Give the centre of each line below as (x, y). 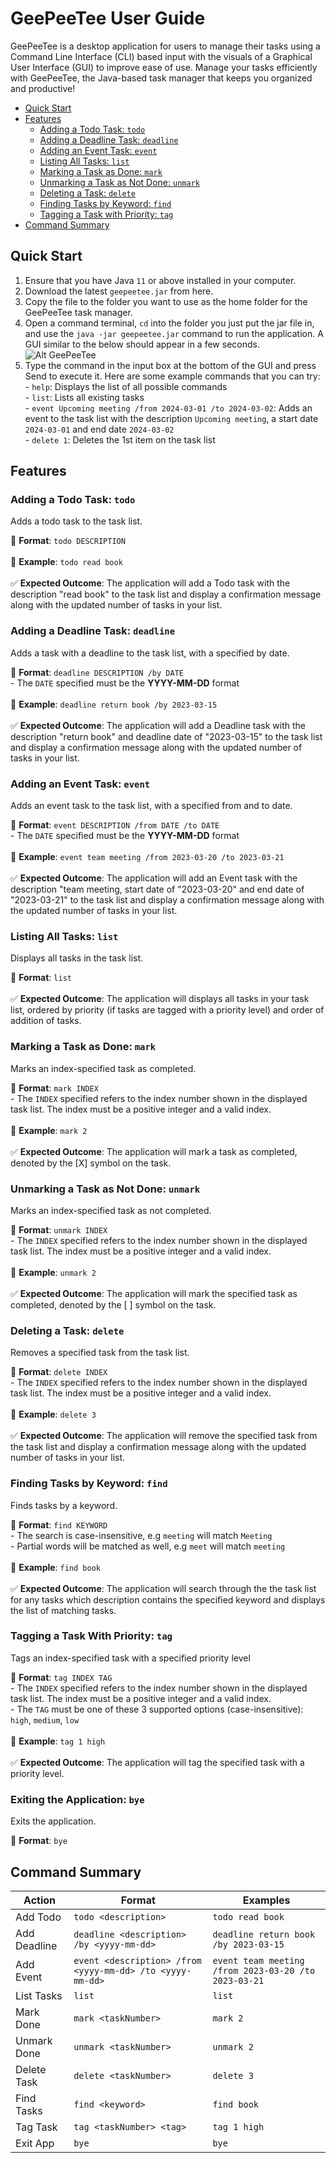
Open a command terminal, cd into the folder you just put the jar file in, (169, 323)
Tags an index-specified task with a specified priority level (130, 1658)
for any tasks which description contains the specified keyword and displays (168, 1599)
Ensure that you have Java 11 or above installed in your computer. (160, 280)
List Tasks (39, 1995)
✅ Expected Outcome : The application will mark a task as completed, (154, 1151)
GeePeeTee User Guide (108, 18)
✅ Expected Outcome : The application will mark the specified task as (154, 1293)
